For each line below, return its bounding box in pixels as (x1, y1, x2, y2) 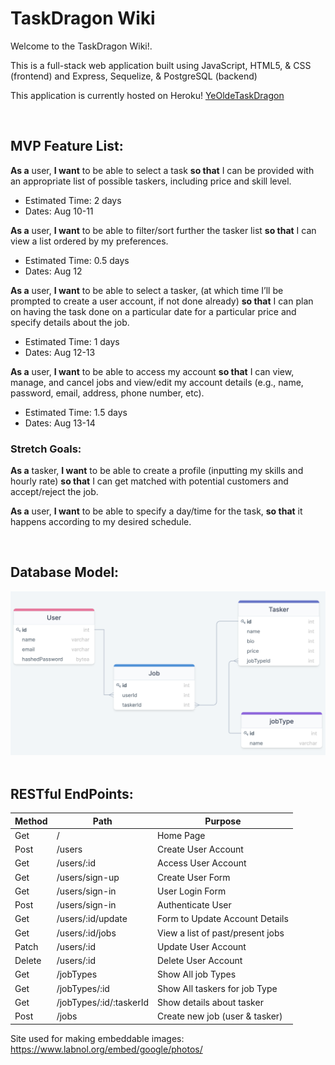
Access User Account (156, 857, 247, 869)
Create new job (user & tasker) (156, 1010, 283, 1022)
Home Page (156, 829, 206, 841)
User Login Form (156, 885, 227, 897)
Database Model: (10, 564, 120, 581)
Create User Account (156, 843, 244, 855)
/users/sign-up (56, 871, 120, 883)
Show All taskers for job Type (156, 982, 278, 994)
